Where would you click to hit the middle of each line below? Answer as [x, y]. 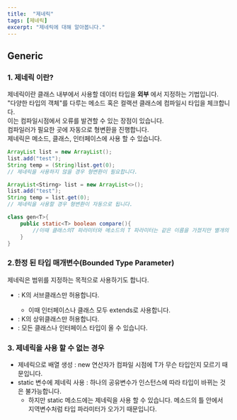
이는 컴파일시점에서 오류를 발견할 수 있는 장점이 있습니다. [86, 121]
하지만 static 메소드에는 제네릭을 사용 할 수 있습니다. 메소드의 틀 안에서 [126, 400]
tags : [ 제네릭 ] [28, 21]
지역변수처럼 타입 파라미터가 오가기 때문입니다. [92, 409]
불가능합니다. [43, 392]
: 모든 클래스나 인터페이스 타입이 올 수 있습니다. [83, 328]
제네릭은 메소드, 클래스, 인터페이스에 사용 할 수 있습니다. [85, 138]
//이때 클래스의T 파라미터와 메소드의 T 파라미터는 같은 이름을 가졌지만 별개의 [131, 230]
